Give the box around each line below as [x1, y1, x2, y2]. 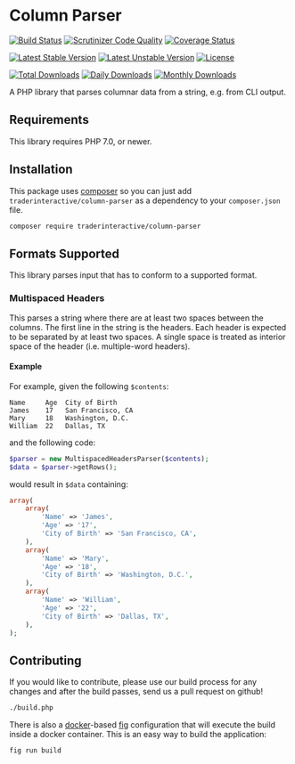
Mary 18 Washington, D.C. [9, 413, 129, 423]
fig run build [9, 746, 62, 755]
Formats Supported [9, 246, 120, 261]
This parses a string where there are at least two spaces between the [9, 313, 265, 323]
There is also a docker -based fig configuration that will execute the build [9, 719, 276, 730]
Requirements [9, 112, 89, 127]
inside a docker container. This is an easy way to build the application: [9, 729, 267, 740]
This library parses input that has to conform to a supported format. [9, 270, 258, 280]
